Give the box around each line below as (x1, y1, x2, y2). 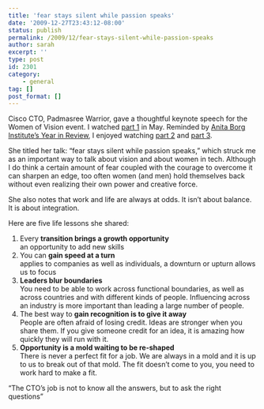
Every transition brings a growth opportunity (19, 234, 170, 243)
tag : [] (8, 84, 34, 93)
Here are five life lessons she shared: (8, 219, 130, 228)
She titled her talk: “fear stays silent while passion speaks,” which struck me (8, 146, 256, 156)
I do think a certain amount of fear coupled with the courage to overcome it (8, 163, 253, 172)
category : (8, 70, 41, 78)
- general (22, 77, 55, 85)
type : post (8, 56, 44, 64)
